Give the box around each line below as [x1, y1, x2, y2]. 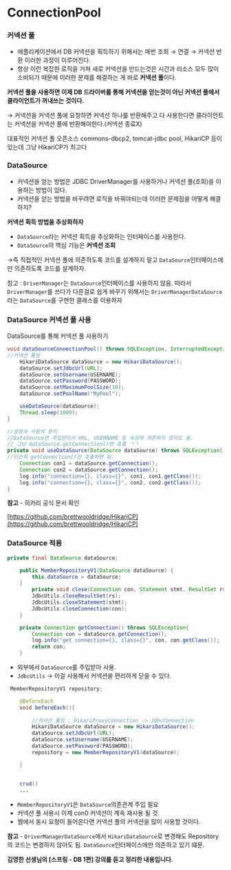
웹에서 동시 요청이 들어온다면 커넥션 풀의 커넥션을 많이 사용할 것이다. [16, 818, 201, 826]
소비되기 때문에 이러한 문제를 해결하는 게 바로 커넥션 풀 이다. [16, 74, 177, 82]
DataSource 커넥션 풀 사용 [7, 315, 91, 324]
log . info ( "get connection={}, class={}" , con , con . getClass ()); [32, 637, 220, 644]
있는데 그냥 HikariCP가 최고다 [7, 143, 87, 151]
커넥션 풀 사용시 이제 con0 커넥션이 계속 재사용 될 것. [16, 809, 160, 817]
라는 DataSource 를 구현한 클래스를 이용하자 [7, 296, 122, 304]
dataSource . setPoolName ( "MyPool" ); [19, 390, 122, 397]
